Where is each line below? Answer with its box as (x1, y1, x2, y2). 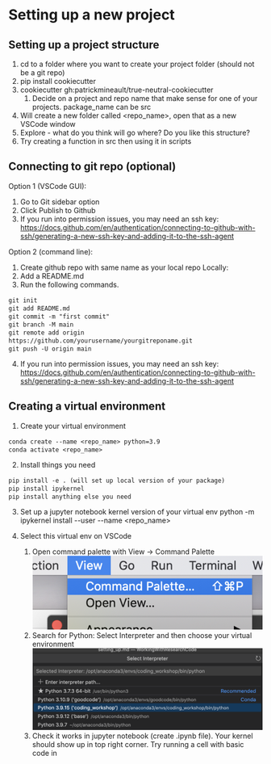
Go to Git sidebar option (19, 196, 100, 207)
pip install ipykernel (8, 485, 85, 493)
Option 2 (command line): (8, 246, 94, 256)
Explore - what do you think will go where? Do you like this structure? (19, 128, 250, 137)
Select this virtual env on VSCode (19, 531, 132, 540)
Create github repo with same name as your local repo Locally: (19, 262, 229, 272)
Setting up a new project (8, 6, 175, 24)
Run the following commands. (19, 279, 119, 289)
